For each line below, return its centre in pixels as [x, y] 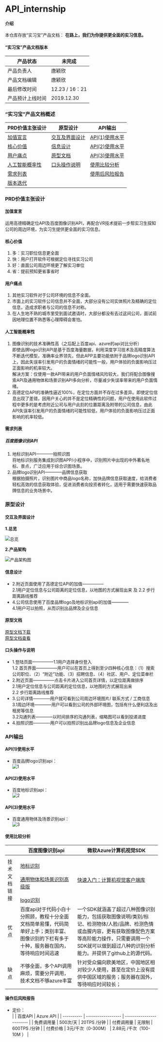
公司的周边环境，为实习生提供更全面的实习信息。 [54, 229]
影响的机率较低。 [29, 417]
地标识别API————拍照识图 [41, 454]
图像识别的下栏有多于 [44, 939]
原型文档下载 [18, 632]
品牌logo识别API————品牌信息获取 [49, 472]
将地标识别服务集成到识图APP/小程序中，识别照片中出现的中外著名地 [81, 460]
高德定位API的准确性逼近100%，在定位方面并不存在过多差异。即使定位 [83, 392]
